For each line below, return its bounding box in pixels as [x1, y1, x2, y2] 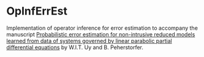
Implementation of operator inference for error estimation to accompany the [6, 24, 198, 32]
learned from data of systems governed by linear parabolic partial [6, 37, 173, 44]
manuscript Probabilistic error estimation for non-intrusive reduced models [6, 30, 195, 38]
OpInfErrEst [6, 4, 68, 18]
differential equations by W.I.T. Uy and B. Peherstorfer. [6, 44, 144, 51]
